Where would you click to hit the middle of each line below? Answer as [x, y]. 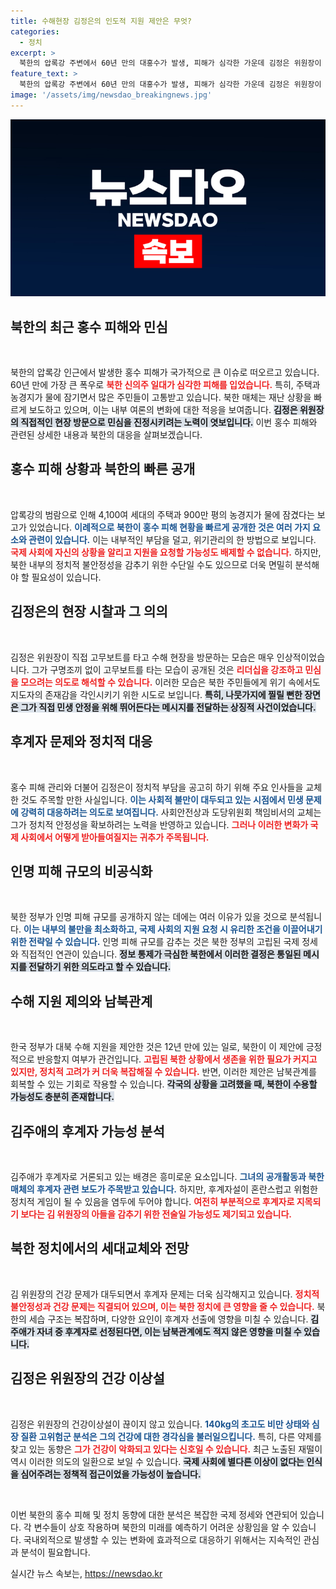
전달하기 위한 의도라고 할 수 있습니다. [100, 967]
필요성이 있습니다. [66, 577]
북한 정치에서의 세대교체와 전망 [100, 1248]
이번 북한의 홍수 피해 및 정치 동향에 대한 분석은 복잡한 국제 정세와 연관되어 [154, 1514]
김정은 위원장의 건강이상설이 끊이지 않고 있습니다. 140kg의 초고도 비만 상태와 [160, 1424]
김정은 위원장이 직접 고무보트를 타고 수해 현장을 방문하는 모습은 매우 [142, 657]
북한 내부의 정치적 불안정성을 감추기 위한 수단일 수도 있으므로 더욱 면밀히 [151, 564]
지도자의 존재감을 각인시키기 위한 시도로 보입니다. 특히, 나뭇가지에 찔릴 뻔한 [156, 694]
